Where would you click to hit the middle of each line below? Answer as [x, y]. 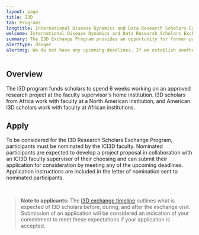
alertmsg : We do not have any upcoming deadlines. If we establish [91, 50]
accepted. [33, 226]
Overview [25, 74]
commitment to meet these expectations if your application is [95, 220]
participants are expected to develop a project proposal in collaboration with [99, 153]
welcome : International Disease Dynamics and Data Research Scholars [94, 34]
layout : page [22, 12]
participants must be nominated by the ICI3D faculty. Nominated [84, 146]
